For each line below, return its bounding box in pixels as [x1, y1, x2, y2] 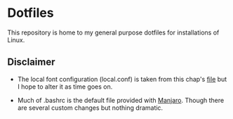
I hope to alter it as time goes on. [17, 82, 113, 91]
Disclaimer [7, 56, 55, 68]
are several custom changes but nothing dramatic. [17, 104, 164, 112]
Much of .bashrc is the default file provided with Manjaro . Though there [17, 96, 225, 104]
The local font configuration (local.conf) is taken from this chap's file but [17, 75, 227, 83]
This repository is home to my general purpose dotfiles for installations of [7, 28, 220, 37]
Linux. [7, 35, 25, 44]
